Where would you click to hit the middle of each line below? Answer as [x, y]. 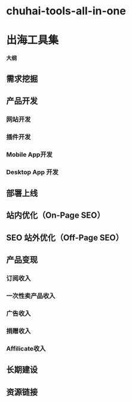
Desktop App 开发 [32, 172]
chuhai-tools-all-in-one [66, 11]
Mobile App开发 [29, 154]
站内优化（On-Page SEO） [56, 216]
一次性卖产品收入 [31, 296]
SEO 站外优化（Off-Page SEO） [65, 237]
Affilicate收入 [26, 348]
